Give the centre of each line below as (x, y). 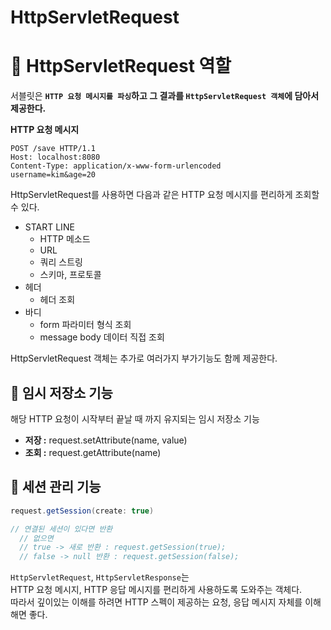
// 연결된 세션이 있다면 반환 (61, 529)
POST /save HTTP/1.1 (53, 149)
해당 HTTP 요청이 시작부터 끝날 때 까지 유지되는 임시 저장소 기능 (135, 418)
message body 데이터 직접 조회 (102, 337)
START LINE (49, 227)
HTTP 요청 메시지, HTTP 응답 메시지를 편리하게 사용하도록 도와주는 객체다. (156, 590)
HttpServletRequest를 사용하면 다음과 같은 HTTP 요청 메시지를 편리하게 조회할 (165, 195)
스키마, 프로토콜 (70, 275)
